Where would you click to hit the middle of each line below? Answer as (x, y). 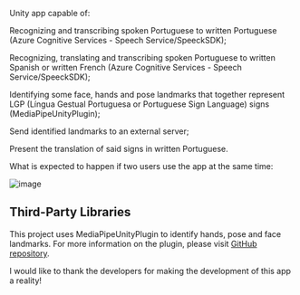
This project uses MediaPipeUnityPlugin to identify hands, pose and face (145, 233)
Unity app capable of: (50, 13)
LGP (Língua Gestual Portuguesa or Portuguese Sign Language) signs (140, 104)
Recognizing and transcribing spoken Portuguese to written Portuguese (143, 30)
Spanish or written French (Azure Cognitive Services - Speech (126, 67)
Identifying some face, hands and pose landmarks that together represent (147, 95)
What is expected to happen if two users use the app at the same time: (141, 166)
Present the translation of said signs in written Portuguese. (119, 149)
